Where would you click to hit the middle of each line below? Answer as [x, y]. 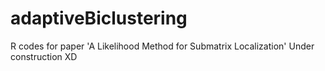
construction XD [44, 56]
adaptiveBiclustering [99, 18]
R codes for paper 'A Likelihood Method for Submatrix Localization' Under [162, 46]
